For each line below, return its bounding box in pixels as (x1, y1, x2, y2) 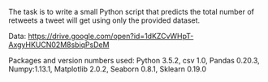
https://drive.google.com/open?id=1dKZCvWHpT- (28, 32, 194, 41)
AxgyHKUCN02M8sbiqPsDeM (8, 40, 110, 50)
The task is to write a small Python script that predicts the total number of (8, 7, 254, 16)
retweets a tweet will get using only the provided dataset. (8, 15, 201, 25)
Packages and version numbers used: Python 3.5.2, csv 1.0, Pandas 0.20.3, (8, 56, 260, 65)
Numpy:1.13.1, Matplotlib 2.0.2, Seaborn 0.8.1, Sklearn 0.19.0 (8, 64, 207, 74)
